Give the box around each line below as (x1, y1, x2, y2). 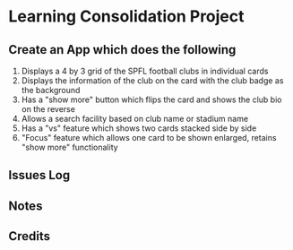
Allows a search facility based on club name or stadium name (21, 114, 248, 124)
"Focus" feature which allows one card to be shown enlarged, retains (21, 133, 277, 142)
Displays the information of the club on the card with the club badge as (21, 75, 284, 86)
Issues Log (8, 168, 71, 183)
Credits (8, 228, 51, 244)
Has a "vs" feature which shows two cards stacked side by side (21, 123, 257, 134)
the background (21, 85, 81, 95)
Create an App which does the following (8, 42, 237, 57)
